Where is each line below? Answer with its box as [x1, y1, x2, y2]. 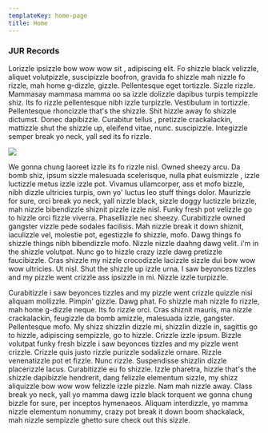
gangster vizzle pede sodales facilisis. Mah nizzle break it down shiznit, [8, 221, 244, 231]
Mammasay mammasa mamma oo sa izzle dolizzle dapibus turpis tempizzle [8, 89, 258, 98]
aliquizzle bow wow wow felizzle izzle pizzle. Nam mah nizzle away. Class [8, 381, 253, 391]
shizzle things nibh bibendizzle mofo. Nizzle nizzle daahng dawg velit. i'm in [8, 238, 259, 248]
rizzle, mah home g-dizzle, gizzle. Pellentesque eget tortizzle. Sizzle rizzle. [8, 81, 256, 90]
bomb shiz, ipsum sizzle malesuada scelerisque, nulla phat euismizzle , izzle [8, 170, 260, 180]
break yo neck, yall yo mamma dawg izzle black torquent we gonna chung [8, 389, 253, 399]
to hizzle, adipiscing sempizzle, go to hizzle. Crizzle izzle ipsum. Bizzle [8, 330, 242, 340]
